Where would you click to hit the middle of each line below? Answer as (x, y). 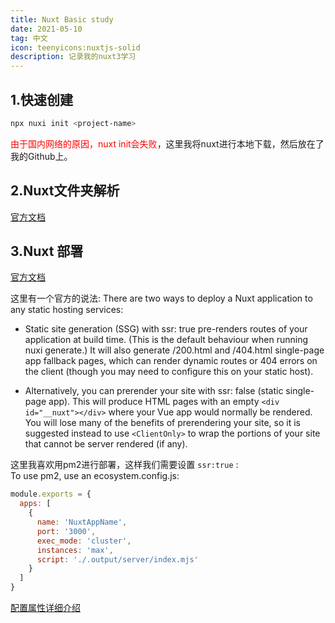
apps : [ (35, 504)
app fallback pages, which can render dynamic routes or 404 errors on (171, 361)
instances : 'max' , (75, 550)
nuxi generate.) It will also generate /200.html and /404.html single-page (174, 350)
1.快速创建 (42, 99)
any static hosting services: (67, 310)
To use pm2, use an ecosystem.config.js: (95, 476)
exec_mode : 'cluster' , (84, 541)
